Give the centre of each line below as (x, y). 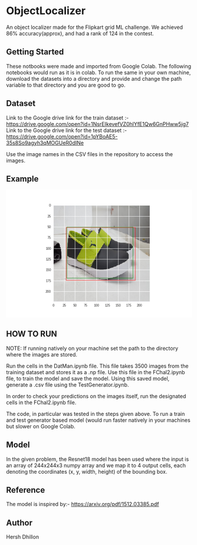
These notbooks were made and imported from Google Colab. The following (99, 66)
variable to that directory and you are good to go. (66, 85)
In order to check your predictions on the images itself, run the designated (96, 396)
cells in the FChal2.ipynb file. (41, 402)
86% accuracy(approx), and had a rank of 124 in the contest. (80, 33)
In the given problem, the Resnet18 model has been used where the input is (98, 459)
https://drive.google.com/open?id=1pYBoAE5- (62, 136)
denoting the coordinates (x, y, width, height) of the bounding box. (87, 471)
